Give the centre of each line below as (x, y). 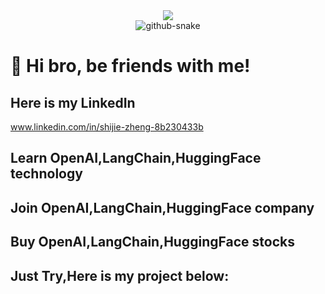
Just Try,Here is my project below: (120, 275)
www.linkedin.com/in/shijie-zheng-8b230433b (107, 127)
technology (46, 174)
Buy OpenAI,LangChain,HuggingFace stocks (152, 242)
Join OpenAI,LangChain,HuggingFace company (162, 207)
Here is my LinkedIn (73, 102)
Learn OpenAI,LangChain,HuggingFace (136, 158)
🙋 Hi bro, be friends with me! (130, 66)
